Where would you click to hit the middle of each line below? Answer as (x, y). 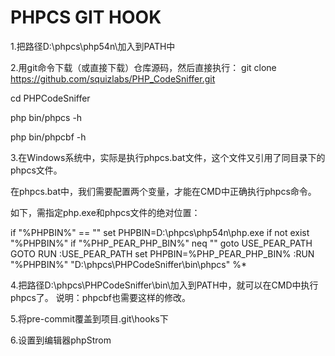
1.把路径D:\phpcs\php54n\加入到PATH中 (93, 46)
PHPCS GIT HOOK (86, 17)
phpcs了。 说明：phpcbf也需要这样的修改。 (100, 297)
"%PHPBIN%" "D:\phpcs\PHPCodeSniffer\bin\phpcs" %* (128, 264)
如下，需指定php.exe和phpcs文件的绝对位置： (105, 212)
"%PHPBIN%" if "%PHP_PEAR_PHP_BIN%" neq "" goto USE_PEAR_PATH (161, 243)
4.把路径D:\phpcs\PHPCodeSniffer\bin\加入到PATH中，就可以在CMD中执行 (164, 285)
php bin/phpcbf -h (48, 137)
